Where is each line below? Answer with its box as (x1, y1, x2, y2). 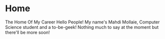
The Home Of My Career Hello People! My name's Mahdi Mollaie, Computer (5, 19, 160, 25)
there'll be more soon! (5, 29, 50, 35)
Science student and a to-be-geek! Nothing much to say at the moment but (5, 24, 159, 30)
